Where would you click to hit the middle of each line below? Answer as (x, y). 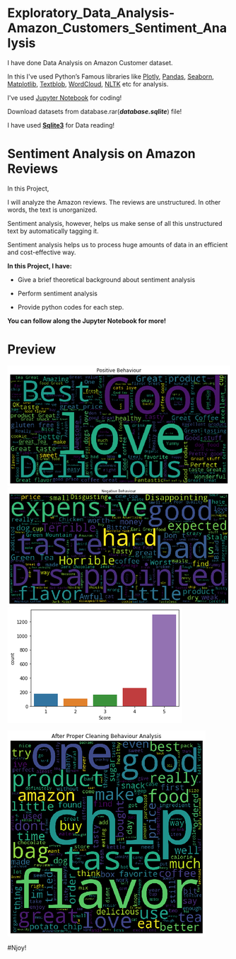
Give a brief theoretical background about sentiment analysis (106, 279)
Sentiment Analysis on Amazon (101, 154)
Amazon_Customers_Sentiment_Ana (117, 28)
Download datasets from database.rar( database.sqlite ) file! (95, 111)
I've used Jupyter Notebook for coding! (65, 98)
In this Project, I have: (40, 266)
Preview (32, 350)
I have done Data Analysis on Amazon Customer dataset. (90, 62)
